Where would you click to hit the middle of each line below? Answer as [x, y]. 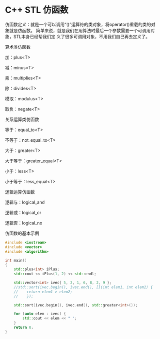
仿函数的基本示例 [22, 233]
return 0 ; [24, 328]
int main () [16, 260]
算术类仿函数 [18, 47]
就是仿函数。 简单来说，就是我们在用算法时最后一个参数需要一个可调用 [80, 30]
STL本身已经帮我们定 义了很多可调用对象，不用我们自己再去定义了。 [82, 37]
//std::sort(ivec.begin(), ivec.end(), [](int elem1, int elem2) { [83, 287]
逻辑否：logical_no [24, 223]
